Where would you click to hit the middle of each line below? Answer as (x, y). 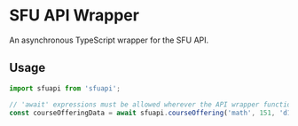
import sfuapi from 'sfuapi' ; (65, 88)
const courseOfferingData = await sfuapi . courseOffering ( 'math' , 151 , (142, 113)
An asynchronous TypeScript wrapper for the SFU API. (109, 40)
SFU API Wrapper (74, 16)
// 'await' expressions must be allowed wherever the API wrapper (134, 104)
